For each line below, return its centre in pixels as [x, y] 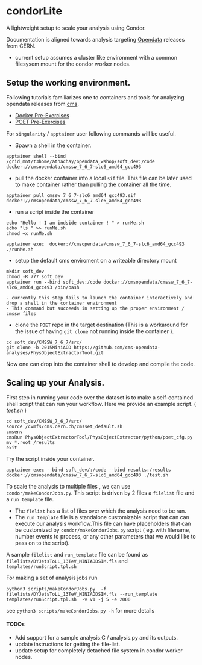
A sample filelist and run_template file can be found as [77, 554]
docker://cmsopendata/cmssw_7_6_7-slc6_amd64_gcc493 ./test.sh [87, 475]
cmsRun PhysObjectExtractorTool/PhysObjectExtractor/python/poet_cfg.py [99, 437]
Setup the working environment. [68, 83]
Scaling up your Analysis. [55, 383]
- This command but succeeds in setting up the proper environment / [96, 308]
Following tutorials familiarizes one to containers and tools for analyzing [96, 97]
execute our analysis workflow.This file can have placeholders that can [103, 523]
